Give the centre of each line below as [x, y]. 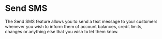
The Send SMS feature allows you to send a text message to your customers [81, 21]
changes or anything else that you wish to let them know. [62, 31]
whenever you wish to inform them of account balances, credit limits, [74, 26]
